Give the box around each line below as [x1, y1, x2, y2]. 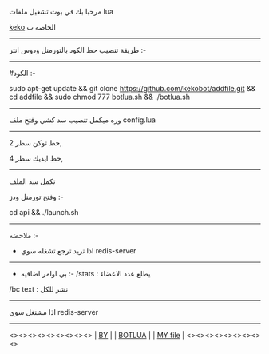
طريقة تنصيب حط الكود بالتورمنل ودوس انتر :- [9, 46, 147, 54]
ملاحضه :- [9, 231, 39, 240]
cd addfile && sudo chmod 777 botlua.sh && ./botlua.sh [9, 92, 191, 101]
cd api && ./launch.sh [9, 208, 79, 217]
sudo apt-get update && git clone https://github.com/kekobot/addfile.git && [9, 84, 256, 93]
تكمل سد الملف [9, 177, 56, 186]
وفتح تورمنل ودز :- [9, 192, 64, 201]
